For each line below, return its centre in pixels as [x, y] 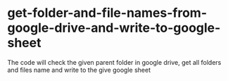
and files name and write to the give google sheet [79, 70]
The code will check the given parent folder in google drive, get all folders [114, 62]
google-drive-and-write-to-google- [114, 28]
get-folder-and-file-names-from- [107, 13]
